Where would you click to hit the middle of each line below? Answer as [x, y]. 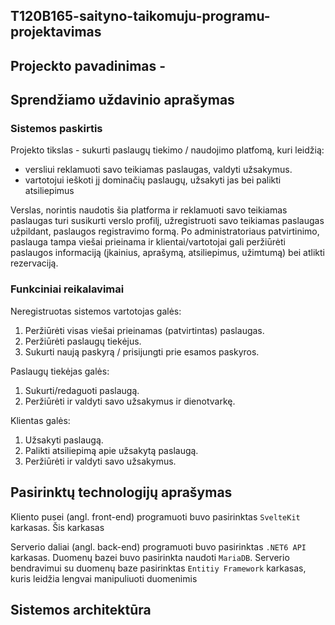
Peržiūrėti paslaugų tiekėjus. [83, 341]
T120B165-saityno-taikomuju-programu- [140, 16]
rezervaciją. [34, 263]
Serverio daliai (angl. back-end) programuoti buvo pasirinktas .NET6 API [158, 546]
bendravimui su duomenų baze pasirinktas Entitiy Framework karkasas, [158, 568]
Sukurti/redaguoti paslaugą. [82, 390]
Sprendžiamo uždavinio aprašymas [122, 100]
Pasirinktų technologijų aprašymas [121, 492]
